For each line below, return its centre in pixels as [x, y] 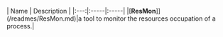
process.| [21, 26]
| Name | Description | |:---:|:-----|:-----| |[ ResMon [81, 11]
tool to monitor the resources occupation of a [149, 18]
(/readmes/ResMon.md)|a [44, 18]
